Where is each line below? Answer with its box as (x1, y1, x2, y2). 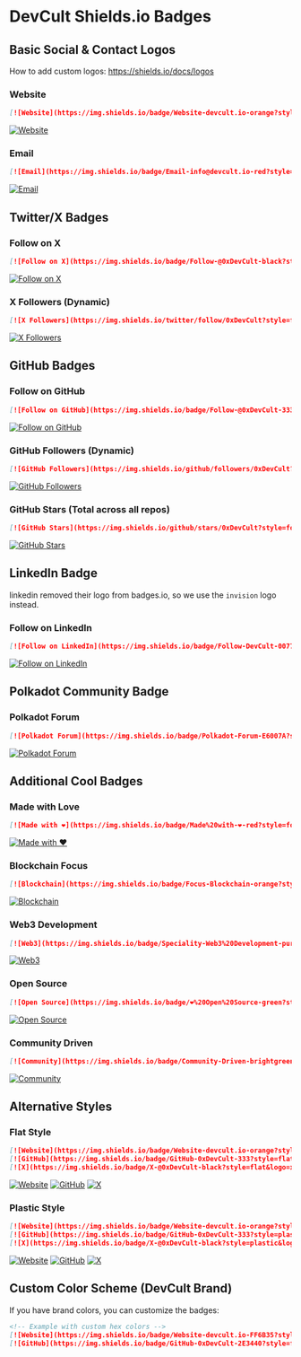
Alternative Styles (9, 1099, 113, 1115)
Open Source (9, 977, 68, 990)
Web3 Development (9, 918, 98, 931)
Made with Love (9, 801, 81, 813)
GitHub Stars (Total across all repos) (9, 503, 170, 515)
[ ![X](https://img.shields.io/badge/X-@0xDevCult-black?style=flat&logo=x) (9, 1163, 298, 1172)
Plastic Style (9, 1202, 65, 1214)
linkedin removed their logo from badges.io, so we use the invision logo (9, 590, 277, 600)
